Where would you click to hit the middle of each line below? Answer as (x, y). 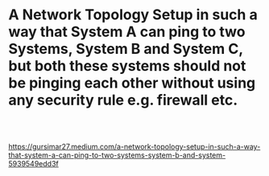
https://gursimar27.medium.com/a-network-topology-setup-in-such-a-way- (134, 146)
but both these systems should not (127, 66)
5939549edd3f (33, 163)
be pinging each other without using (132, 83)
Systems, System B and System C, (126, 49)
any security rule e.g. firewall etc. (123, 100)
